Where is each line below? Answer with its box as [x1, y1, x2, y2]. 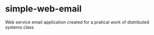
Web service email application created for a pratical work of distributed [5, 19, 149, 25]
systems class [5, 24, 34, 30]
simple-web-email [5, 3, 82, 14]
